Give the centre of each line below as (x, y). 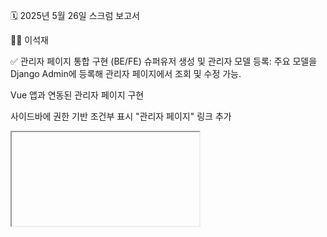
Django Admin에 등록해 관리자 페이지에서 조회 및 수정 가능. (126, 73)
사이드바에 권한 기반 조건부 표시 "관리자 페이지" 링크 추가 (121, 116)
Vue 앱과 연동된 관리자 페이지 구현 (77, 95)
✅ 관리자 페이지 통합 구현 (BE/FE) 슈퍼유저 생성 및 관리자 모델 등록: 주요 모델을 (164, 61)
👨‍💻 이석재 (29, 40)
